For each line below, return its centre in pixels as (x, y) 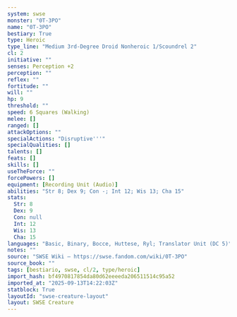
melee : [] (22, 119)
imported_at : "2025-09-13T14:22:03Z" (63, 283)
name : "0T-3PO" (30, 27)
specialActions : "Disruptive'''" (56, 138)
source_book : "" (31, 263)
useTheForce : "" (31, 171)
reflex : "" (23, 79)
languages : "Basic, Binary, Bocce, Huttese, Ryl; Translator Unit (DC (113, 244)
